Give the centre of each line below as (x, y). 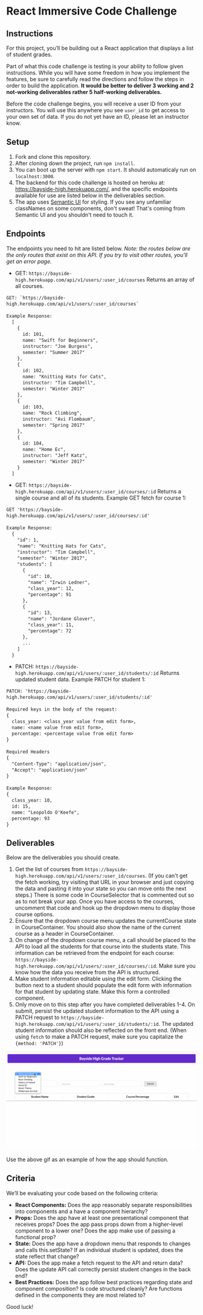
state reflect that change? (47, 1256)
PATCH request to (37, 1017)
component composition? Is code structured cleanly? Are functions (98, 1288)
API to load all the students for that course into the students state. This (103, 946)
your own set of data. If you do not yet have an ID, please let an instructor (98, 117)
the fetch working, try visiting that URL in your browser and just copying (105, 882)
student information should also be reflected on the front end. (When (101, 1030)
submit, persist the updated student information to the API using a (97, 1011)
